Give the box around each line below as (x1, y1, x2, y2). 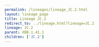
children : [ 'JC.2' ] (4, 35, 44, 40)
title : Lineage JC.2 (4, 16, 47, 21)
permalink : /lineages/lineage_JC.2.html (4, 7, 88, 12)
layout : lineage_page (4, 12, 49, 17)
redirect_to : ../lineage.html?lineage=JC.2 (4, 21, 95, 26)
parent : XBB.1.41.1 (4, 30, 44, 35)
